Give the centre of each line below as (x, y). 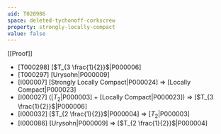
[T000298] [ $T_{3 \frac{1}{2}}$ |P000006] (79, 67)
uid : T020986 (27, 14)
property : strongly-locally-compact (61, 27)
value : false (27, 33)
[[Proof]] (20, 54)
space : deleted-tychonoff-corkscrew (61, 20)
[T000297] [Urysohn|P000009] (63, 75)
